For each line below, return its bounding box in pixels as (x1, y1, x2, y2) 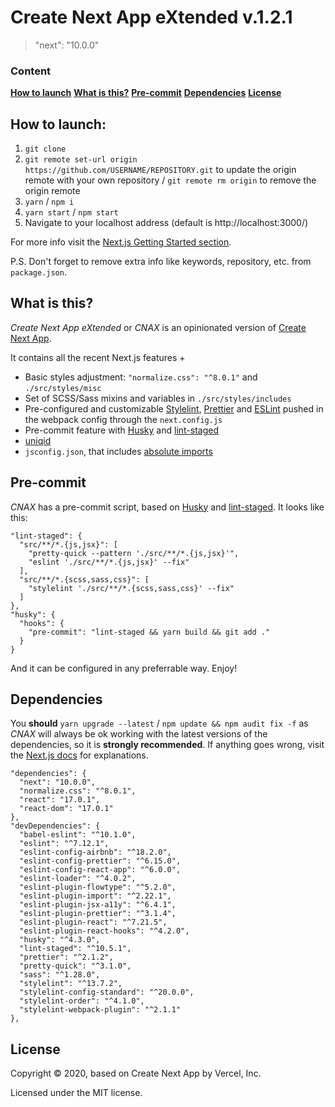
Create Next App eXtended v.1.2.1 (10, 6, 293, 29)
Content (10, 64, 52, 78)
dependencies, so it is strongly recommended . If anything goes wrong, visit (10, 739, 325, 751)
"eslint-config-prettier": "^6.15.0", (19, 856, 182, 866)
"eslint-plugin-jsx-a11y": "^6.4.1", (19, 900, 177, 910)
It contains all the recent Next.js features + (10, 351, 186, 363)
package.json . (10, 266, 67, 278)
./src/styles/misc (24, 383, 102, 393)
